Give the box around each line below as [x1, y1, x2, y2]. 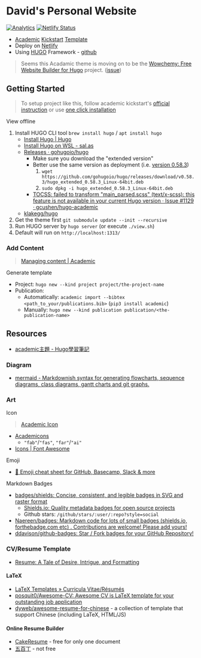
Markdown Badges [6, 480, 53, 487]
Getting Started [6, 84, 65, 94]
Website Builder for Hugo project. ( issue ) [20, 66, 121, 73]
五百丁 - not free [14, 645, 56, 653]
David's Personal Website [6, 4, 137, 18]
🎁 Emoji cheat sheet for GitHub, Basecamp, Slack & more [14, 469, 156, 476]
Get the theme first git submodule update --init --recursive [14, 216, 167, 223]
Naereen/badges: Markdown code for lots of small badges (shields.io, [14, 517, 187, 524]
